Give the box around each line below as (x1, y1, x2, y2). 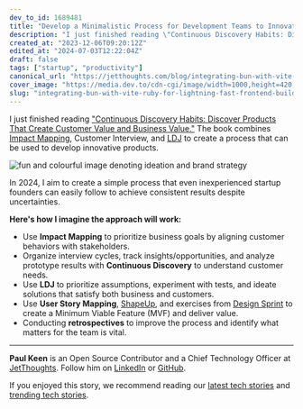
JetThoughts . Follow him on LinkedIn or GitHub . (9, 362, 187, 373)
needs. (22, 269, 49, 280)
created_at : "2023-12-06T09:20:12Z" (9, 38, 147, 48)
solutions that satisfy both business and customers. (22, 288, 215, 299)
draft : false (9, 55, 59, 64)
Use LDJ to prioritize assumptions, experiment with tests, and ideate (22, 278, 277, 289)
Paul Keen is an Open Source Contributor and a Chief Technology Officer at (9, 352, 291, 363)
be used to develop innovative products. (9, 141, 160, 153)
